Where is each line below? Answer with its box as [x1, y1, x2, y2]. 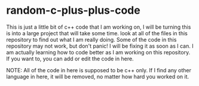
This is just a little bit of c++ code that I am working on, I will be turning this [6, 23, 191, 30]
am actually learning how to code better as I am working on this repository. [6, 48, 191, 56]
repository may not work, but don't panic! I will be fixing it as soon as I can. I [6, 42, 194, 50]
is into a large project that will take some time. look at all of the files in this [6, 29, 188, 36]
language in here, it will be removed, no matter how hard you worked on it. [6, 73, 189, 80]
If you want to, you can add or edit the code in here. [6, 55, 134, 62]
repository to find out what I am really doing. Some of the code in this [6, 36, 177, 43]
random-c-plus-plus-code [6, 4, 140, 17]
